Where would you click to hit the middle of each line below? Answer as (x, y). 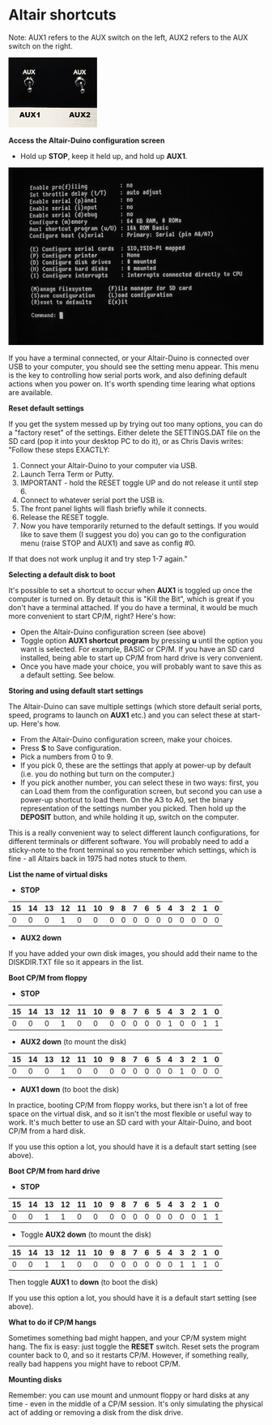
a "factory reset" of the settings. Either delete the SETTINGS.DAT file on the (134, 433)
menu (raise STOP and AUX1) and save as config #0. (108, 543)
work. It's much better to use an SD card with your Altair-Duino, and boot (130, 1122)
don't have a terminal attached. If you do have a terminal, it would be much (133, 608)
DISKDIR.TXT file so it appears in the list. (76, 962)
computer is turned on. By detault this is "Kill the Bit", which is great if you (132, 599)
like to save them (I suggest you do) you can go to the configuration (133, 535)
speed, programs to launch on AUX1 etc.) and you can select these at (124, 715)
